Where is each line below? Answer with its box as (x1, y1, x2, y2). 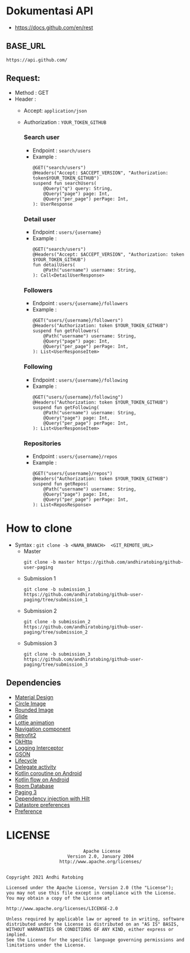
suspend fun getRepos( (32, 481, 89, 487)
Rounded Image (14, 706, 54, 713)
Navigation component (14, 725, 71, 732)
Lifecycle (14, 757, 37, 764)
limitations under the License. (6, 942, 86, 948)
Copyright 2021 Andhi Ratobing (6, 874, 84, 880)
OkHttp (14, 738, 33, 745)
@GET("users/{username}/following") (32, 394, 123, 400)
